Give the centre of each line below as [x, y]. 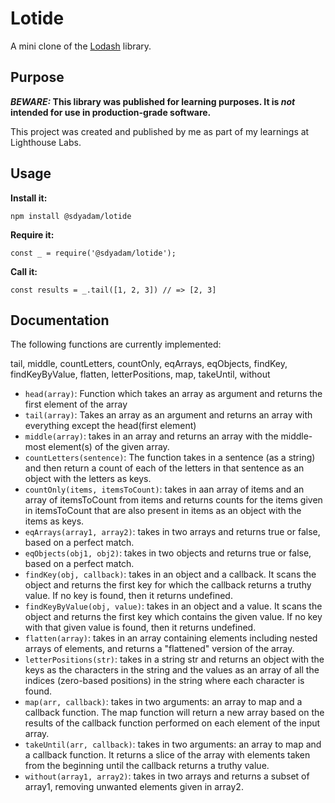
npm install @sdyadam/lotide [71, 216]
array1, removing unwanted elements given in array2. [134, 787]
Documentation [60, 320]
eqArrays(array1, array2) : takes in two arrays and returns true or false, [172, 532]
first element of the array [76, 404]
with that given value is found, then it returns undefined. [140, 628]
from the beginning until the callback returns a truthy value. [147, 766]
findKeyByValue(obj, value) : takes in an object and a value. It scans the [173, 606]
